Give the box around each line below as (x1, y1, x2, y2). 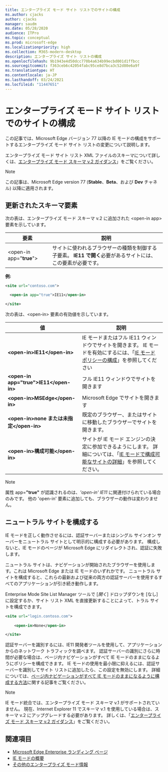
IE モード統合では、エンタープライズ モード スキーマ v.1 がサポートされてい (5, 700, 160, 706)
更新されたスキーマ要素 (5, 201, 77, 210)
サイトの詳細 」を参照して (91, 458, 152, 465)
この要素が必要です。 (52, 259, 102, 266)
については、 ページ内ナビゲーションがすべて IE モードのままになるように (5, 673, 155, 679)
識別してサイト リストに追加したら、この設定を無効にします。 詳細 (22, 667, 160, 673)
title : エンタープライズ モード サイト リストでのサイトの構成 (5, 7, 120, 13)
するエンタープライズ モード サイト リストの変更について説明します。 (9, 141, 152, 147)
